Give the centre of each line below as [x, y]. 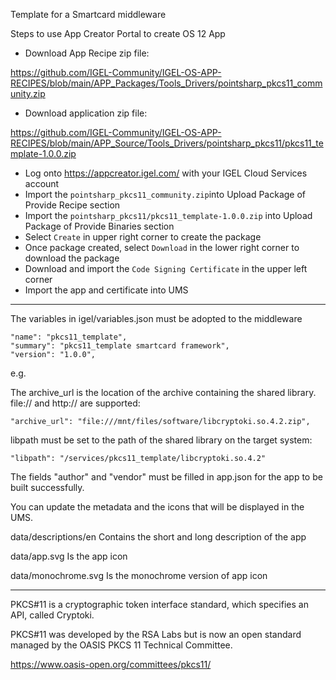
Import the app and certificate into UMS [106, 290]
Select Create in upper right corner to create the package [143, 237]
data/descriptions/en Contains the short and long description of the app [158, 537]
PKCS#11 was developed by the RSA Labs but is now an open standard [156, 634]
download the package [72, 258]
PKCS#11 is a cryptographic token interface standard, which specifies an [159, 604]
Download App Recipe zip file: [87, 53]
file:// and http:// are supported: [75, 403]
